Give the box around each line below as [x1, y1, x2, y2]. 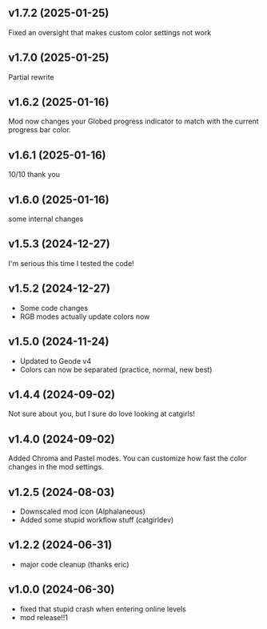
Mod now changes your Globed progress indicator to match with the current [8, 116, 259, 127]
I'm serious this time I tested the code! [8, 258, 134, 268]
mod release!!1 [19, 612, 69, 622]
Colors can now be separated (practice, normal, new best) [19, 365, 213, 374]
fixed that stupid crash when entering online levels [19, 604, 186, 614]
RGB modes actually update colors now [19, 312, 150, 321]
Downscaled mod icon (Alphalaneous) [19, 506, 146, 516]
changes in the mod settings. [8, 462, 104, 472]
